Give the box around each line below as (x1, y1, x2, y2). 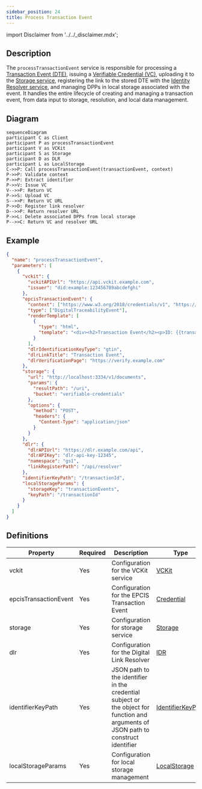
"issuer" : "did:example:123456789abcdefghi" (28, 285, 141, 291)
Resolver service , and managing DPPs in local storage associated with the (6, 84, 190, 91)
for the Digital (111, 648, 150, 656)
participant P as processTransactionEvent (6, 140, 114, 146)
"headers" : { (32, 413, 66, 420)
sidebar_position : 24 (6, 8, 61, 15)
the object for (111, 703, 150, 711)
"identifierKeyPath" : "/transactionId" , (22, 474, 125, 481)
